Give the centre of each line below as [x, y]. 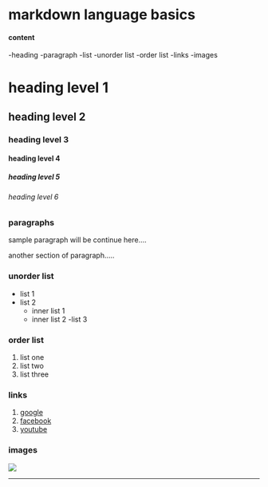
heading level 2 [47, 116]
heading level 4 [34, 158]
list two [32, 366]
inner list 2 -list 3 [59, 319]
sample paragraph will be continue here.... [78, 240]
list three [34, 374]
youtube [33, 429]
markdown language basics [102, 15]
